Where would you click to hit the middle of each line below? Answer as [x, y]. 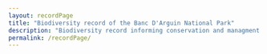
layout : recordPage [41, 15]
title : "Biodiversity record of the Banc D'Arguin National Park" [121, 23]
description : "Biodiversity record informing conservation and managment [134, 30]
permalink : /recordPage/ [50, 38]
